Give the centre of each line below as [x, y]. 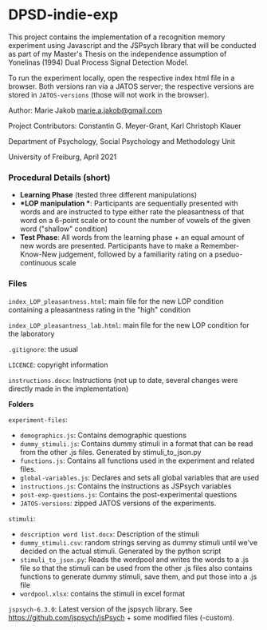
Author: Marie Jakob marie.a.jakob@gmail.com [85, 110]
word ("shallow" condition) [64, 229]
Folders [21, 404]
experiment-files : [38, 419]
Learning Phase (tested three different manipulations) [108, 195]
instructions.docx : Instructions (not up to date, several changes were [123, 380]
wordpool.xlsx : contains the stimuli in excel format [102, 593]
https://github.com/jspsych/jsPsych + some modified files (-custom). [122, 617]
